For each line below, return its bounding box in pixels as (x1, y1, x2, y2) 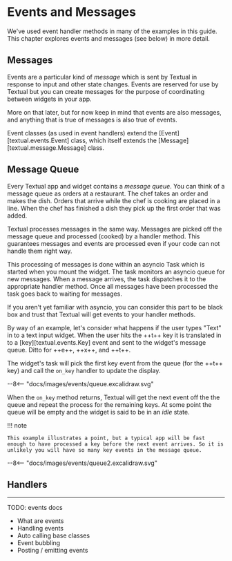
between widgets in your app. (7, 95, 92, 103)
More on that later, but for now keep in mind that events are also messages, (7, 108, 222, 116)
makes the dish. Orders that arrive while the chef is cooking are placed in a (7, 196, 221, 205)
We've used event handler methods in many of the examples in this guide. (7, 27, 217, 35)
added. (7, 211, 28, 220)
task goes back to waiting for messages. (7, 289, 123, 298)
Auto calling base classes (17, 531, 90, 540)
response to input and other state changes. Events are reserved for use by (7, 80, 219, 88)
